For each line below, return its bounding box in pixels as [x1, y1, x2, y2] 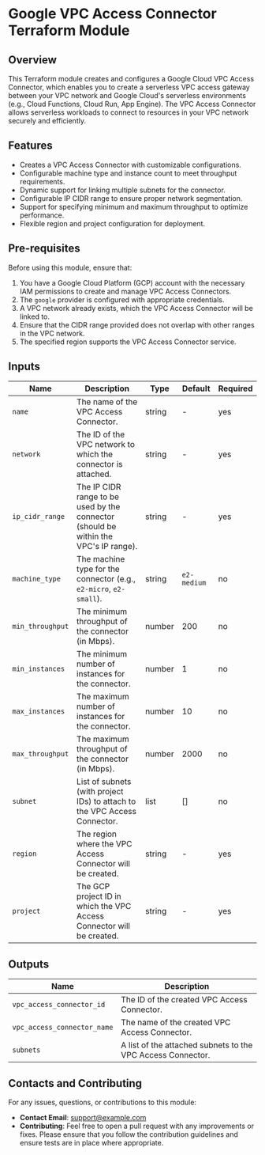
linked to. [19, 312, 50, 321]
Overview [8, 53, 58, 66]
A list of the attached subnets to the [121, 1039, 253, 1051]
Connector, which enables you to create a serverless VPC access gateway [8, 82, 250, 92]
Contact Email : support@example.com [19, 1113, 147, 1123]
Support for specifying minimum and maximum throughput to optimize [19, 202, 248, 211]
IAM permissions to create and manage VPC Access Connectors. [19, 286, 232, 296]
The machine [76, 554, 125, 565]
